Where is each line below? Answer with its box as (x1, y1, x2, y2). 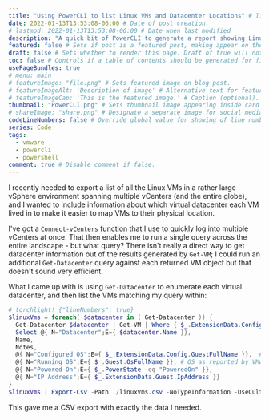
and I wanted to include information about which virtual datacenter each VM (8, 200, 259, 209)
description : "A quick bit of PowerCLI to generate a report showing (8, 34, 246, 42)
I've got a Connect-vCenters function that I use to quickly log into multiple (8, 224, 249, 233)
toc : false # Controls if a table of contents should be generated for (8, 57, 252, 65)
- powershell (15, 153, 59, 161)
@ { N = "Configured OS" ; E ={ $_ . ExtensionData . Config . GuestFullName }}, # (15, 350, 263, 359)
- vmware (15, 138, 45, 147)
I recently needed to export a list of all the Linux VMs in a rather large (8, 183, 236, 192)
